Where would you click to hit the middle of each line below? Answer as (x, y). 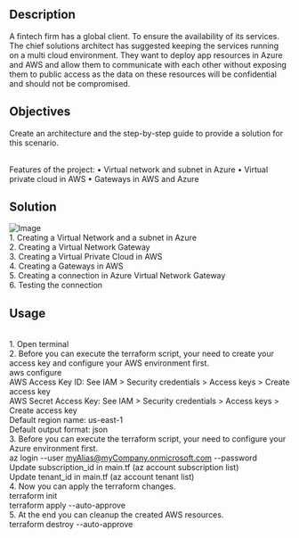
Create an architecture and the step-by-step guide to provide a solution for (146, 133)
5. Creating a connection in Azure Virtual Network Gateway (117, 276)
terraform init (33, 496)
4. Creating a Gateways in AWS (66, 266)
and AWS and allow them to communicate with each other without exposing (148, 64)
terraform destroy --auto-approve (71, 525)
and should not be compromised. (70, 83)
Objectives (40, 112)
